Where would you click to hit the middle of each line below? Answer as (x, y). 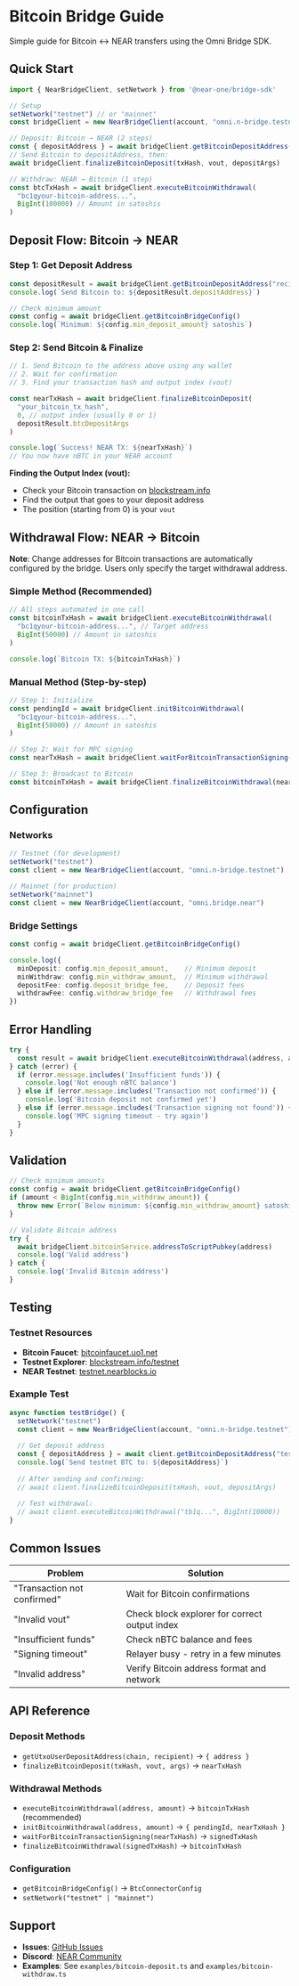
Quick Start (41, 69)
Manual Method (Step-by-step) (78, 681)
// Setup (25, 106)
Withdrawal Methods (56, 1788)
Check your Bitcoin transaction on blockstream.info (116, 491)
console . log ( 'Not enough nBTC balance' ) (101, 1083)
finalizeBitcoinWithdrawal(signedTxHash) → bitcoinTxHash (132, 1845)
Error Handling (50, 1029)
